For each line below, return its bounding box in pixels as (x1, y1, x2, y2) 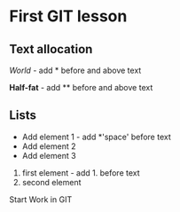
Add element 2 (21, 140, 77, 152)
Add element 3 (21, 150, 77, 161)
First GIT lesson (9, 6, 128, 27)
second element (21, 177, 82, 187)
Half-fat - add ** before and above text (9, 82, 153, 92)
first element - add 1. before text (21, 167, 140, 178)
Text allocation (9, 42, 93, 57)
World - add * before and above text (9, 65, 142, 75)
